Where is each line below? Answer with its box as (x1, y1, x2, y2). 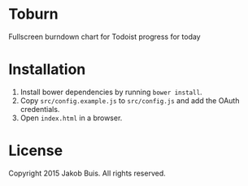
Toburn (8, 5, 59, 24)
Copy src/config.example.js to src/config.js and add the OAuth (20, 95, 240, 106)
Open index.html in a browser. (20, 113, 123, 123)
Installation (8, 60, 86, 79)
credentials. (20, 104, 60, 114)
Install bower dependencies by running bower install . (20, 87, 202, 97)
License (8, 141, 63, 160)
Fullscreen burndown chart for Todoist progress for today (8, 32, 201, 41)
